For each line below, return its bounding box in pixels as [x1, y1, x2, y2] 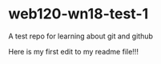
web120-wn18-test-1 [8, 5, 149, 23]
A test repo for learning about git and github [8, 31, 154, 41]
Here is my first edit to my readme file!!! [8, 46, 139, 56]
